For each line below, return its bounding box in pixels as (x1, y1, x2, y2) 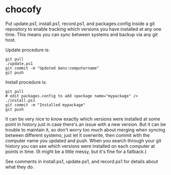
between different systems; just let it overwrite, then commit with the (5, 132, 150, 138)
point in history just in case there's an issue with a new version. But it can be (5, 121, 166, 127)
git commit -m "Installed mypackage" (5, 102, 86, 107)
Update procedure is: (5, 47, 50, 53)
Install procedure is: (5, 79, 47, 85)
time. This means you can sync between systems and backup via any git (5, 31, 158, 37)
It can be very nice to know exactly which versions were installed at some (5, 116, 160, 122)
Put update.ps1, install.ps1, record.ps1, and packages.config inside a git (5, 20, 155, 27)
